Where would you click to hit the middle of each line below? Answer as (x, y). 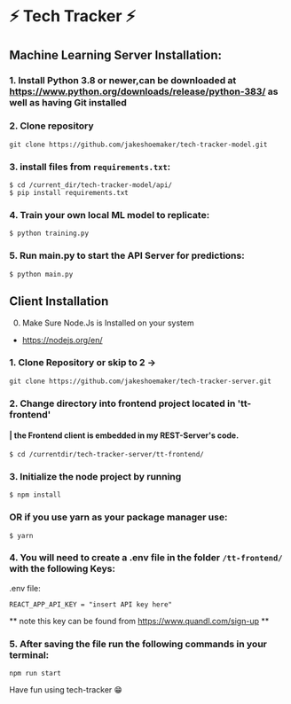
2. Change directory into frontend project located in (122, 403)
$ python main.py (41, 274)
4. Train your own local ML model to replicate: (110, 215)
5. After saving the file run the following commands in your (138, 644)
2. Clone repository (52, 126)
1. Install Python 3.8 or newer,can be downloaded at (123, 80)
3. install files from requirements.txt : (90, 167)
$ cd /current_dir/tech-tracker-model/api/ (91, 185)
